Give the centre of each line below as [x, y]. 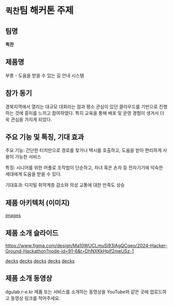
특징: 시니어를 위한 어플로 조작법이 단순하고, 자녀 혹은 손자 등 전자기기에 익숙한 [84, 168]
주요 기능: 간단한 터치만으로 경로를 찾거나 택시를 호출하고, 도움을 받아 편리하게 [84, 150]
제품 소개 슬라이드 [32, 233]
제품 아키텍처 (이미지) [38, 203]
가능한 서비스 [28, 157]
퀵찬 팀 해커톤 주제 [39, 11]
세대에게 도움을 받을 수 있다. [33, 174]
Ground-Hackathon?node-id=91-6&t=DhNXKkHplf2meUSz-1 [70, 251]
